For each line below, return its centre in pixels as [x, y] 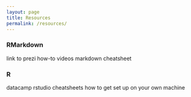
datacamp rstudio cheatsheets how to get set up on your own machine [96, 87]
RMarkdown [25, 45]
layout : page [23, 12]
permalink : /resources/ [37, 23]
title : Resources [29, 18]
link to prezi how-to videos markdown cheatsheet [69, 58]
